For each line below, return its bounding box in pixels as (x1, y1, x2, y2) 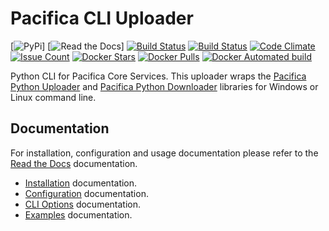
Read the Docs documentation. (10, 157, 138, 169)
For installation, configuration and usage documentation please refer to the (10, 147, 319, 159)
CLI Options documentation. (24, 198, 142, 210)
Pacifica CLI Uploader (10, 7, 194, 30)
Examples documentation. (24, 208, 133, 221)
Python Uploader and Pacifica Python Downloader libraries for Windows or (10, 80, 319, 92)
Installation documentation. (24, 177, 138, 189)
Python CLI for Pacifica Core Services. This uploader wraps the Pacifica (10, 70, 307, 82)
